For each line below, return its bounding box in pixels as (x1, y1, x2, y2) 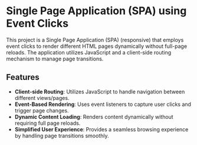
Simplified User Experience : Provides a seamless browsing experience (14, 125, 189, 133)
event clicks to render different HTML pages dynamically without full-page (6, 43, 188, 50)
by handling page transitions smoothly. (14, 132, 109, 139)
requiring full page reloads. (14, 120, 81, 127)
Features (6, 72, 40, 82)
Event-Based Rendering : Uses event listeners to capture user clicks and (14, 101, 192, 108)
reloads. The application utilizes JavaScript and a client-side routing (6, 49, 172, 56)
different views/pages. (14, 94, 70, 101)
